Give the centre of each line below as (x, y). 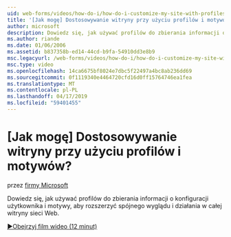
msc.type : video (30, 65)
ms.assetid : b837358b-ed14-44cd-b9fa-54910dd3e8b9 (81, 52)
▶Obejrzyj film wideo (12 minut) (52, 226)
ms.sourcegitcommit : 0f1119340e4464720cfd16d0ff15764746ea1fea (100, 77)
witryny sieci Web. (33, 213)
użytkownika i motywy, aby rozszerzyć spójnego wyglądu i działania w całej (114, 205)
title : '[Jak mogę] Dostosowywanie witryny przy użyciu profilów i (106, 20)
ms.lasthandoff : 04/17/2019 (47, 97)
